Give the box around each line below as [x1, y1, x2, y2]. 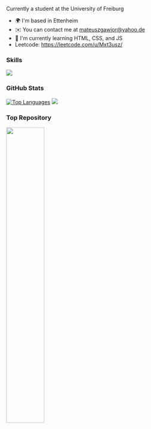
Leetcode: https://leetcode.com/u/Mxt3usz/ [14, 41, 123, 48]
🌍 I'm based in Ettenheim [14, 17, 79, 24]
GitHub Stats [6, 84, 44, 92]
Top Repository [6, 113, 52, 121]
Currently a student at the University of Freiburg [6, 5, 124, 12]
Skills [6, 56, 23, 64]
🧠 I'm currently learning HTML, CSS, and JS [14, 35, 123, 41]
